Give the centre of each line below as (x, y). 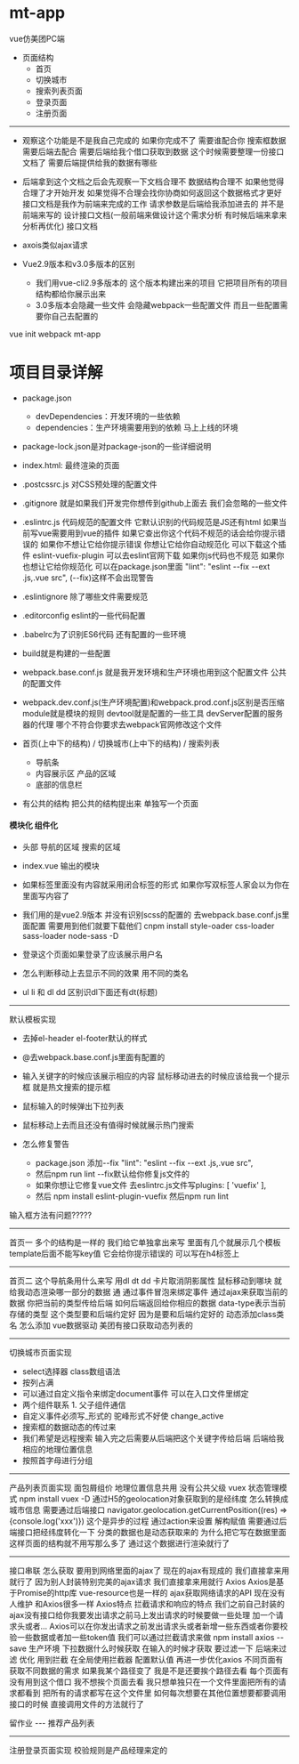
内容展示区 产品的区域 (76, 773)
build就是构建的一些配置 (66, 653)
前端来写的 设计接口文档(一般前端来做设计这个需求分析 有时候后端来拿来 (154, 214)
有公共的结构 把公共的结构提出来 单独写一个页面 (110, 803)
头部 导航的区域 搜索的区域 (71, 847)
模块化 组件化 (34, 825)
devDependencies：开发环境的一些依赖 (108, 416)
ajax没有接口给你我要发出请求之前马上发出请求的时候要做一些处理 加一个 (142, 1615)
